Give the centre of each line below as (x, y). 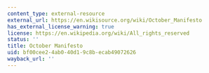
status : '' (23, 40)
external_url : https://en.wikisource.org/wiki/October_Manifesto (104, 20)
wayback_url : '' (31, 59)
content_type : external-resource (56, 14)
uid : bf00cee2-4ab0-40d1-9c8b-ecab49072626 (72, 53)
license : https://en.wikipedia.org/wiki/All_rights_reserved (99, 33)
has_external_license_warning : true (61, 26)
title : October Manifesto (45, 46)
